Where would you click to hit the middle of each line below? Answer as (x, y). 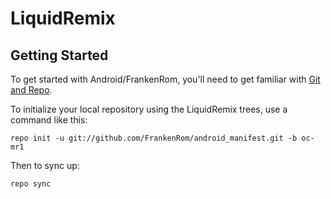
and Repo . (31, 90)
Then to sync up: (45, 165)
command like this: (49, 120)
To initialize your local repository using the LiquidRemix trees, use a (149, 109)
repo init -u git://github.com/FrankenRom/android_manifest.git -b (154, 138)
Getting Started (59, 55)
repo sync (31, 184)
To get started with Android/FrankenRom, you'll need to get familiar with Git (165, 79)
